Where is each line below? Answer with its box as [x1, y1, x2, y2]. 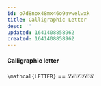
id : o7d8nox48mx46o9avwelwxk [7, 10, 90, 17]
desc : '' [7, 23, 32, 29]
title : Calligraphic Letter [7, 16, 87, 23]
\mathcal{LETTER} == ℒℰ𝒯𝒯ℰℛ [7, 72, 94, 81]
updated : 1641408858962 [7, 29, 75, 36]
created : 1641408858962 [7, 35, 75, 42]
